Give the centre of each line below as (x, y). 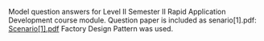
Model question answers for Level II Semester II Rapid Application (118, 12)
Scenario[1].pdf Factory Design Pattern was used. (91, 29)
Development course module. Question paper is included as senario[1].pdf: (133, 20)
